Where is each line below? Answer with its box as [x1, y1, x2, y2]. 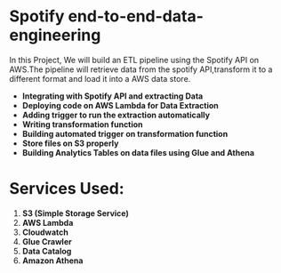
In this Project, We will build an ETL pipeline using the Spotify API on [9, 54, 260, 65]
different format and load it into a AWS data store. [9, 73, 191, 84]
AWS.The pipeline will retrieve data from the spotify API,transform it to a [9, 64, 273, 75]
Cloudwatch [21, 227, 69, 237]
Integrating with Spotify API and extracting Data [21, 91, 204, 101]
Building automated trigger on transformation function [21, 128, 229, 139]
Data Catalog [21, 245, 72, 256]
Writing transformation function [21, 118, 144, 130]
